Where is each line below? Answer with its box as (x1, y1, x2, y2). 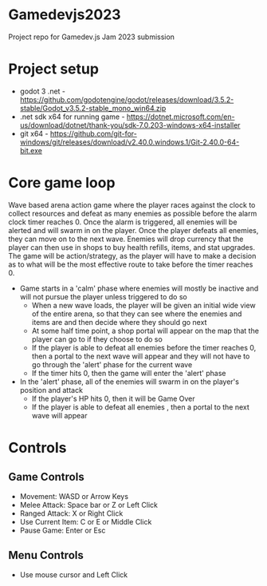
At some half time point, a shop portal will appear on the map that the (31, 326, 259, 335)
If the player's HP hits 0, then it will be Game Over (31, 394, 195, 403)
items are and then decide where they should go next (31, 317, 207, 327)
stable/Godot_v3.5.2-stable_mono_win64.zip (19, 103, 167, 113)
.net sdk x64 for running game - (19, 112, 125, 121)
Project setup (8, 60, 100, 78)
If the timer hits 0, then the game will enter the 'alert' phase (31, 368, 226, 378)
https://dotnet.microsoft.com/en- (126, 112, 235, 121)
